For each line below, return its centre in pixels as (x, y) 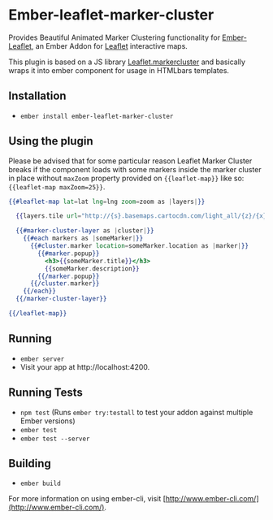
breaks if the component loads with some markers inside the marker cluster (135, 169)
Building (30, 464)
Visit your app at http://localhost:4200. (85, 366)
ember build (40, 484)
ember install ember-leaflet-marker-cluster (97, 116)
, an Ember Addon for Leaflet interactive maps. (110, 45)
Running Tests (45, 393)
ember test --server (55, 439)
